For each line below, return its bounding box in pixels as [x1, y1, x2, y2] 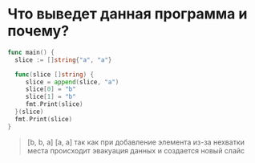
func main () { [7, 48, 55, 56]
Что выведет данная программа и [7, 5, 248, 23]
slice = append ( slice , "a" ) [25, 78, 119, 86]
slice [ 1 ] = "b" [25, 93, 77, 101]
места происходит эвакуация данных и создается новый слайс [26, 145, 245, 155]
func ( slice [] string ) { [14, 70, 94, 79]
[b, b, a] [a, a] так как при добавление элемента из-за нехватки [26, 137, 245, 147]
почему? [7, 22, 70, 40]
